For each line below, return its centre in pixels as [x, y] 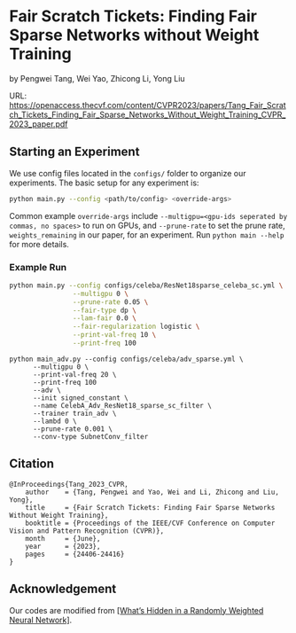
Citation [32, 464]
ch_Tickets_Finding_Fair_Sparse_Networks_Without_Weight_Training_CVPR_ [148, 114]
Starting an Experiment [74, 152]
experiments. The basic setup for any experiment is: [104, 183]
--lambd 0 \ [55, 421]
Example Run [38, 267]
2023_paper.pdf [39, 124]
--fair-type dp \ [105, 310]
